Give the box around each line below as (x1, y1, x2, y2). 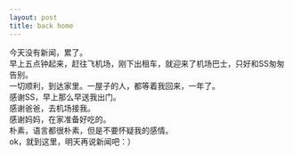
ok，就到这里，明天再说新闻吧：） (9, 135, 136, 147)
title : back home (9, 21, 74, 30)
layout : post (9, 12, 58, 22)
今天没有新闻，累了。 (9, 46, 87, 58)
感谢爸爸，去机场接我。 (9, 102, 95, 113)
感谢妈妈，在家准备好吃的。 (9, 113, 111, 125)
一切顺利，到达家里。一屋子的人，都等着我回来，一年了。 (9, 80, 220, 91)
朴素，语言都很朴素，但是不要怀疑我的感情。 (9, 125, 174, 135)
